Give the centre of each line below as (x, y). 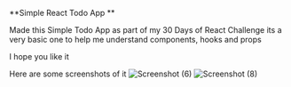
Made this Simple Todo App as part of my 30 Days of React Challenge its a (145, 30)
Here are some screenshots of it (68, 74)
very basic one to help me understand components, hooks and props (135, 40)
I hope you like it (39, 56)
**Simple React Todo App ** (62, 13)
